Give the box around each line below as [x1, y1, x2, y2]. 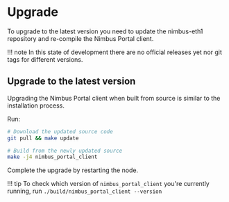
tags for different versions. [7, 55, 83, 63]
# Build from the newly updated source [7, 147, 123, 154]
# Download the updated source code [7, 128, 113, 135]
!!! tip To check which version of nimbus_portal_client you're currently [7, 180, 210, 188]
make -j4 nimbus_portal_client [7, 153, 98, 160]
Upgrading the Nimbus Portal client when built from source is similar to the [7, 94, 221, 102]
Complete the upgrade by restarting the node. [7, 166, 139, 174]
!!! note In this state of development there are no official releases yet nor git [7, 48, 222, 56]
